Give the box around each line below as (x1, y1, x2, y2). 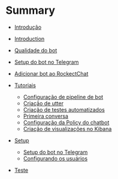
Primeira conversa (23, 112, 68, 120)
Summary (5, 4, 55, 17)
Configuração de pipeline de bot (23, 93, 104, 100)
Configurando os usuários (23, 154, 88, 162)
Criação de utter (23, 100, 64, 107)
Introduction (14, 35, 45, 42)
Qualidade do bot (14, 46, 58, 54)
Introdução (14, 23, 42, 31)
